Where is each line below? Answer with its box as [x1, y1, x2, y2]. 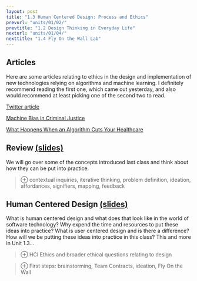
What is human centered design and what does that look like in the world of [6, 215, 189, 222]
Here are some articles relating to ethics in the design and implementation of [6, 73, 192, 80]
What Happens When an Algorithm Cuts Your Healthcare [6, 126, 143, 133]
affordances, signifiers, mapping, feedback [20, 182, 125, 189]
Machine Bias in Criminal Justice [6, 114, 85, 121]
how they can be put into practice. [6, 165, 89, 172]
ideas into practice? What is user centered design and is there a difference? [6, 227, 189, 235]
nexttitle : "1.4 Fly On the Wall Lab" [6, 36, 101, 42]
